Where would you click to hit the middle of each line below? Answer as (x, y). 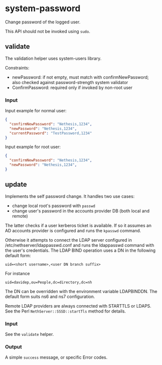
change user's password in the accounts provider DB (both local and (81, 211)
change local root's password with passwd (54, 206)
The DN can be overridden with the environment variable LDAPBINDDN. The (81, 291)
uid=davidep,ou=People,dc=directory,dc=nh (49, 282)
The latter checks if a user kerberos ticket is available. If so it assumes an (78, 225)
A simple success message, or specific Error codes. (56, 357)
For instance (17, 273)
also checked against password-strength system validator (70, 82)
